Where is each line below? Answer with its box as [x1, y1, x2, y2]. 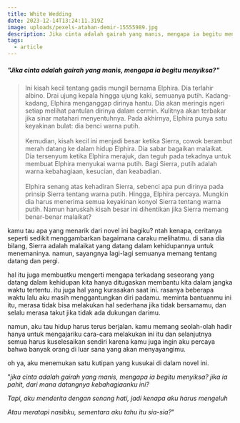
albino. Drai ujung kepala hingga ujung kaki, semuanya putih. [24, 91, 204, 100]
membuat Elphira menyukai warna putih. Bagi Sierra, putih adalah [24, 159, 218, 168]
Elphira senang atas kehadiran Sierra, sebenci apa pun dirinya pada [24, 182, 224, 190]
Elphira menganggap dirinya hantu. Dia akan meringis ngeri [50, 98, 225, 107]
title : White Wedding [7, 10, 72, 18]
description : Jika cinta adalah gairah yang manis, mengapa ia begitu [7, 30, 222, 38]
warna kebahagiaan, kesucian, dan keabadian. [24, 167, 162, 175]
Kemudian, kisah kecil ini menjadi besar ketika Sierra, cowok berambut [24, 136, 233, 145]
